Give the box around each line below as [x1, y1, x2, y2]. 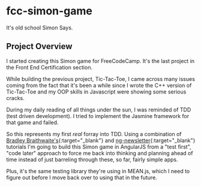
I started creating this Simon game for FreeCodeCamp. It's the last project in [6, 57, 195, 64]
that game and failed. [6, 119, 59, 126]
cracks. [6, 94, 25, 101]
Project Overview [6, 41, 73, 52]
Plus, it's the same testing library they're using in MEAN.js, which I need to [6, 167, 190, 174]
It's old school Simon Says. [6, 24, 73, 31]
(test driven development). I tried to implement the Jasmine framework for [6, 112, 190, 119]
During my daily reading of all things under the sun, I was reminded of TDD [6, 106, 191, 113]
